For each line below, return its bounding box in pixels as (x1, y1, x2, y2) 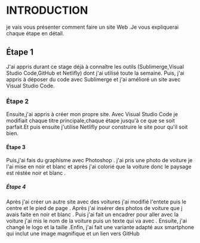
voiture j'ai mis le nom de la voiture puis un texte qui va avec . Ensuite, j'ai (6, 217, 187, 224)
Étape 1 (6, 47, 34, 57)
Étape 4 (6, 183, 26, 190)
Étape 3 (6, 143, 26, 150)
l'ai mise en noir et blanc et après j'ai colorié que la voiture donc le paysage (6, 163, 192, 171)
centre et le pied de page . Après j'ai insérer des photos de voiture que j (6, 205, 183, 212)
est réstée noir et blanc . (6, 169, 66, 177)
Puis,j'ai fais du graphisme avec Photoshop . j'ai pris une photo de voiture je (6, 157, 193, 164)
